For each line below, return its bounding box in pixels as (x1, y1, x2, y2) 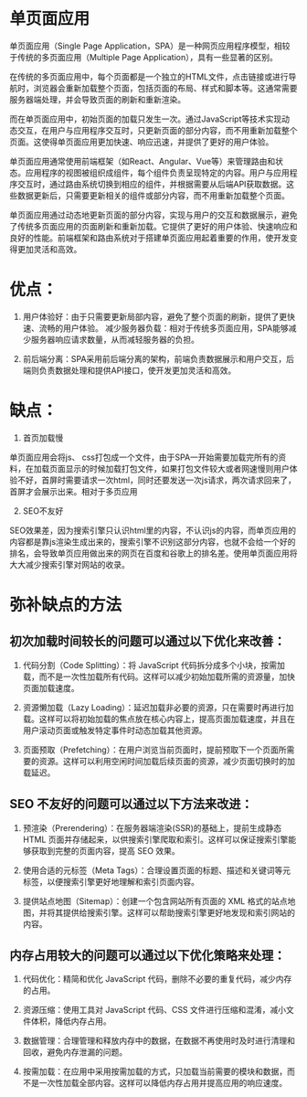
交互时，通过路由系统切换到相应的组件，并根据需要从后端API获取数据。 (16, 178, 287, 189)
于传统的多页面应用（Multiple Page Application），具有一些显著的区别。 (9, 51, 279, 62)
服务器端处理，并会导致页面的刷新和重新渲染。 (9, 93, 185, 105)
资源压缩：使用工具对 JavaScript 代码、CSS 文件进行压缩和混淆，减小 (22, 1005, 287, 1016)
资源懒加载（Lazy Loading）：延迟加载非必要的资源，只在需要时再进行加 (22, 701, 294, 713)
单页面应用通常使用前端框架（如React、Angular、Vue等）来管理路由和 (9, 155, 276, 166)
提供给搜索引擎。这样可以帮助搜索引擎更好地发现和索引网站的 (62, 907, 295, 918)
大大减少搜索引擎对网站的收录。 (9, 559, 130, 570)
